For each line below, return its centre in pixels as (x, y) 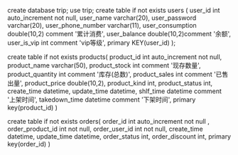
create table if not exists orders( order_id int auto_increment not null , (108, 121)
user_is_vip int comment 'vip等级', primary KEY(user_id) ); (92, 43)
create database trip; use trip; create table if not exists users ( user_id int (114, 10)
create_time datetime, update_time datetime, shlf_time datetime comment (115, 91)
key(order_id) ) (29, 144)
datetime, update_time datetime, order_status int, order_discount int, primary (119, 137)
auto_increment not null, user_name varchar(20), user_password (102, 18)
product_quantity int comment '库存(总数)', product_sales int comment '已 (115, 74)
